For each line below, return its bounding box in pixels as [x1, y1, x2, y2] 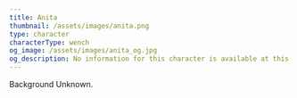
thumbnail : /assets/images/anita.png [9, 21, 150, 30]
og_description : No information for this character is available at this [9, 54, 290, 63]
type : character [9, 29, 70, 38]
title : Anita [9, 12, 58, 22]
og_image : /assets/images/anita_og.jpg [9, 46, 158, 55]
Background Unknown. [9, 79, 94, 89]
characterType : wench [9, 37, 90, 47]
